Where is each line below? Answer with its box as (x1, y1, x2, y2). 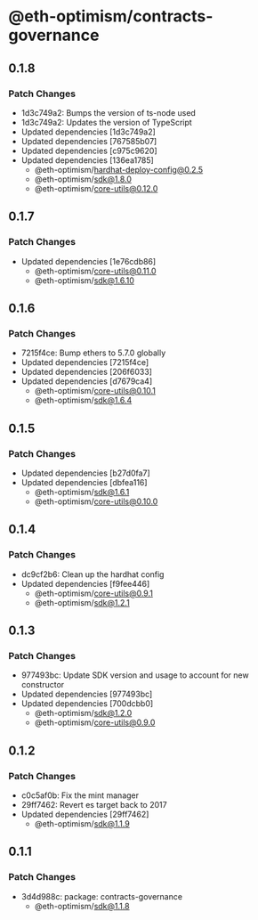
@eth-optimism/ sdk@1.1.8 (34, 900, 130, 911)
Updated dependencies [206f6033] (20, 367, 153, 378)
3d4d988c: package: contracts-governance (20, 891, 183, 901)
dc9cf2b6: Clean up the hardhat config (20, 568, 165, 580)
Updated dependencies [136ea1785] (20, 154, 155, 166)
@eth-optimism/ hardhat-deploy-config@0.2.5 (34, 164, 204, 175)
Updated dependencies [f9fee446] (20, 578, 150, 589)
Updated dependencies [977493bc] (20, 688, 153, 700)
